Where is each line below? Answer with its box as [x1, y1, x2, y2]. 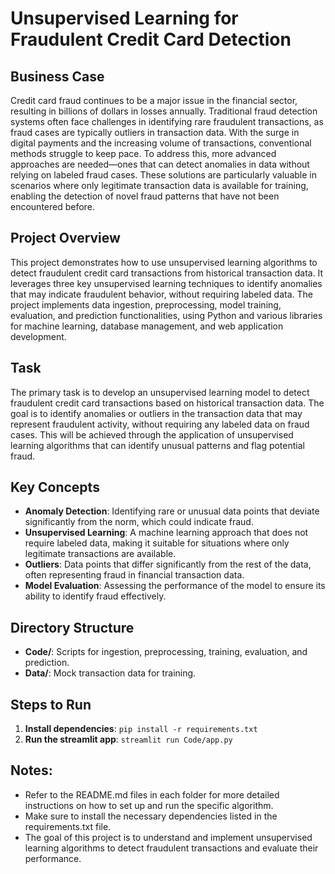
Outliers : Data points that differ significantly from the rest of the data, [24, 558, 312, 571]
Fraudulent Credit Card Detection [10, 28, 292, 51]
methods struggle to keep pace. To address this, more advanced [10, 148, 277, 159]
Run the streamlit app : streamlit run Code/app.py [24, 733, 233, 746]
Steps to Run [10, 696, 92, 713]
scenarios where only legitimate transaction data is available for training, [10, 180, 309, 191]
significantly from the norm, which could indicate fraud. [24, 516, 254, 528]
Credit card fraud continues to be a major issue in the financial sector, [10, 95, 298, 106]
